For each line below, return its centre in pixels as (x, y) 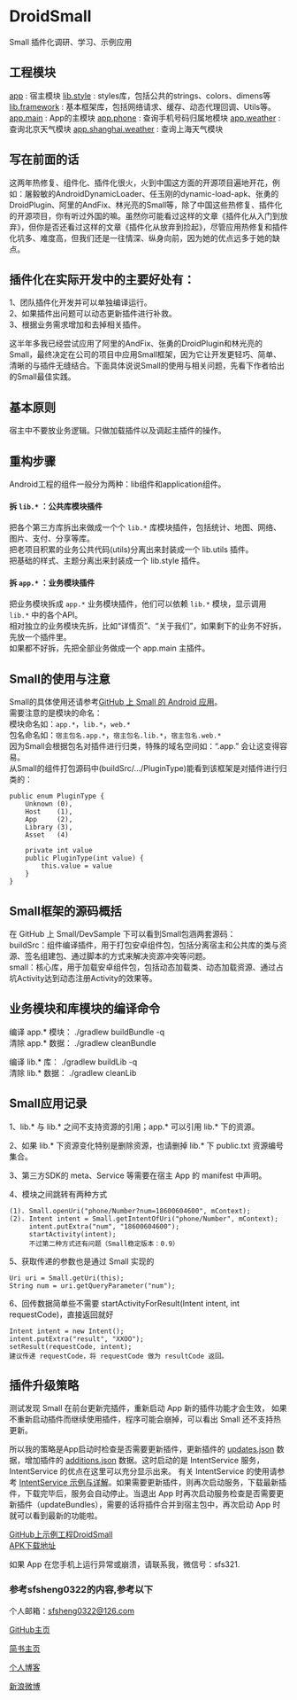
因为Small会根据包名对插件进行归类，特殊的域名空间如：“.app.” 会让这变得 (145, 746)
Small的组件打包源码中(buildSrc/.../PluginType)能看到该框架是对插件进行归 (152, 768)
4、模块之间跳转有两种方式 (58, 1194)
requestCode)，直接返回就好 (61, 1314)
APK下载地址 (33, 1546)
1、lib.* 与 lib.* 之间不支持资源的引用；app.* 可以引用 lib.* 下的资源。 (134, 1127)
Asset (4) (47, 835)
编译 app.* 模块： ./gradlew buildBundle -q (87, 1032)
